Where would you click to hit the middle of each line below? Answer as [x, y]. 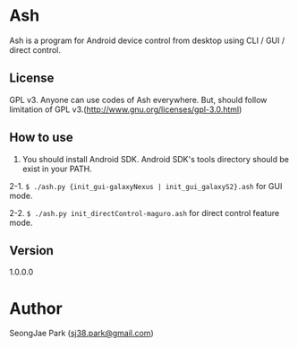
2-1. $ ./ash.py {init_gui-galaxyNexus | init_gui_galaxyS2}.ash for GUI [146, 186]
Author [36, 308]
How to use [41, 138]
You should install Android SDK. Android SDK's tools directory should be [155, 159]
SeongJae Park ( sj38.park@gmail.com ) [81, 334]
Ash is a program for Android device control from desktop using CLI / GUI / [147, 40]
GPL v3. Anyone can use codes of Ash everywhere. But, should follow [138, 100]
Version [31, 251]
